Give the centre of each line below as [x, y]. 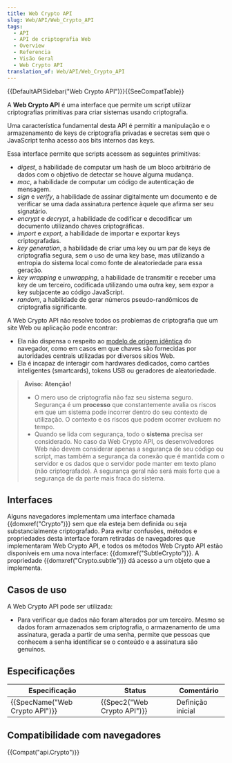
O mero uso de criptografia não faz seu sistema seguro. [114, 397]
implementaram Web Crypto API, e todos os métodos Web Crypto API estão [115, 546]
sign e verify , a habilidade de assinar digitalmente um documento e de [117, 196]
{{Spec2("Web [125, 702]
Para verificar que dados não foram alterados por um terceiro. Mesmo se [121, 620]
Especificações [41, 671]
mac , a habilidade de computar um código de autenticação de [106, 181]
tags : [15, 26]
